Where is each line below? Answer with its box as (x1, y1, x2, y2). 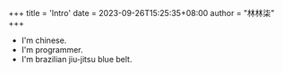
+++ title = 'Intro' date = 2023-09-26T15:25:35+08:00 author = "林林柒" (8, 8, 275, 18)
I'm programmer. (21, 45, 83, 55)
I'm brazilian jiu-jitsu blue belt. (21, 54, 133, 64)
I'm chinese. (21, 35, 67, 45)
